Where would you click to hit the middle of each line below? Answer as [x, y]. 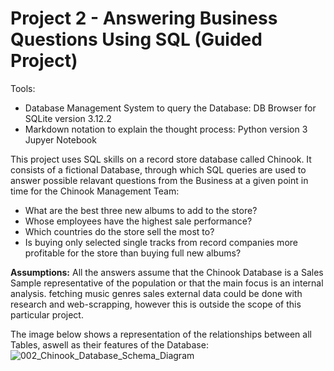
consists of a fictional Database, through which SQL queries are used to [158, 169]
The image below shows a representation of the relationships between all [161, 334]
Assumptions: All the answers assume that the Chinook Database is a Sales [167, 272]
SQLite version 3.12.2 [68, 118]
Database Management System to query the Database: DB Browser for [170, 108]
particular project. [47, 314]
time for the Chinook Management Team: [95, 191]
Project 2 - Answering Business [144, 18]
